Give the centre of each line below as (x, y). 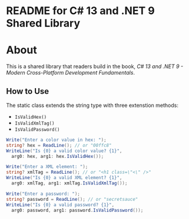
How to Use (28, 91)
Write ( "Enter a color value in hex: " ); (57, 140)
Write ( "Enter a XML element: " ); (47, 167)
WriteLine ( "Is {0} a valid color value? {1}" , (64, 151)
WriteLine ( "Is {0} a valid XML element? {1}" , (64, 178)
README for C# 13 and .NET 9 (80, 11)
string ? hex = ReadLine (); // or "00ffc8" (59, 145)
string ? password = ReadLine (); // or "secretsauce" (72, 199)
